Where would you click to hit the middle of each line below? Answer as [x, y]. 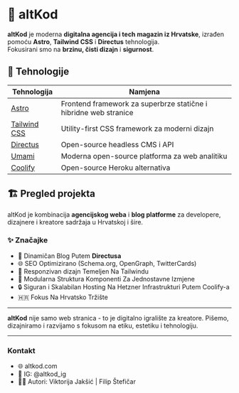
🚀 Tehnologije [38, 71]
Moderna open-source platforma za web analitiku [144, 156]
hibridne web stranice [97, 112]
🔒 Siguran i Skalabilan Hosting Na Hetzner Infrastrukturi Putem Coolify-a [123, 286]
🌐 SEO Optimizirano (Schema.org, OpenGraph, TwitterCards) [107, 263]
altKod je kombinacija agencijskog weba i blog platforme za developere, [114, 214]
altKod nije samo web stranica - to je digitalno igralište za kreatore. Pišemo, [118, 318]
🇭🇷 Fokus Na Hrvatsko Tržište [63, 297]
